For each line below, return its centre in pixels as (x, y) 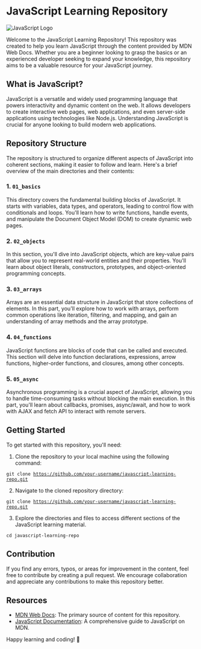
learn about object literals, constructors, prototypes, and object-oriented (96, 267)
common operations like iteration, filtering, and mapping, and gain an (92, 315)
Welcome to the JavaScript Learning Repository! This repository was (91, 39)
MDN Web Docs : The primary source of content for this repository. (97, 615)
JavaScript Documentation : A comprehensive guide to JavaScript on (100, 621)
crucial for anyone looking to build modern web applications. (81, 124)
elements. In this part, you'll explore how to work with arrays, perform (93, 309)
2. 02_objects (26, 241)
